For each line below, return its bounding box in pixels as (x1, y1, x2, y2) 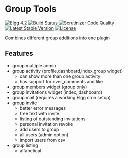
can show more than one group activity (19, 73, 101, 79)
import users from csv (19, 137, 66, 143)
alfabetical (19, 147, 41, 153)
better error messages (19, 105, 66, 111)
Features (5, 49, 33, 58)
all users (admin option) (19, 131, 69, 138)
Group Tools (5, 3, 57, 15)
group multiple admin (12, 62, 56, 68)
